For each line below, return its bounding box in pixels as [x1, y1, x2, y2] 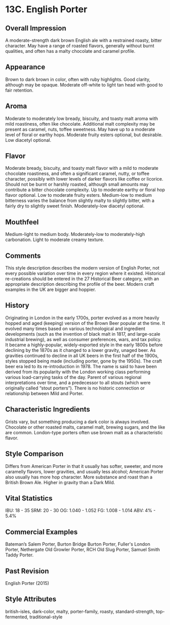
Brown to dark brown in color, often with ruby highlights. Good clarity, [5, 76, 151, 82]
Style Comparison [5, 450, 64, 458]
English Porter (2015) [5, 580, 49, 586]
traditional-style [29, 614, 63, 620]
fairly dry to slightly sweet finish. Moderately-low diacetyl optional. [5, 203, 145, 209]
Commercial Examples [5, 527, 78, 536]
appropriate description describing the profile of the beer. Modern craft [5, 281, 154, 287]
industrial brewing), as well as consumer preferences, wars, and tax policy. [5, 336, 162, 342]
